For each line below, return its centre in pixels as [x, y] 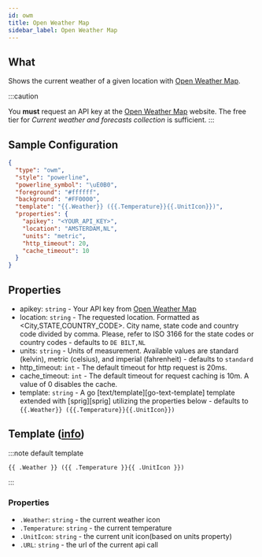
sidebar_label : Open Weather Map [63, 30]
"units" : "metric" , [54, 236]
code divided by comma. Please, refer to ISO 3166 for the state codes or [137, 334]
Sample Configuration [63, 145]
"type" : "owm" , [40, 170]
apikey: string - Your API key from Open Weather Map [108, 309]
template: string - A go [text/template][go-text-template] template [127, 392]
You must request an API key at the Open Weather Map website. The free [127, 112]
